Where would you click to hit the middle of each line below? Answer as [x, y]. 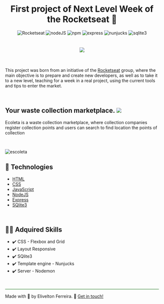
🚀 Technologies [29, 167]
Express [20, 199]
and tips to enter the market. [34, 86]
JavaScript [23, 189]
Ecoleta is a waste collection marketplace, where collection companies [76, 122]
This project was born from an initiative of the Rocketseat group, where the [81, 70]
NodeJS [20, 195]
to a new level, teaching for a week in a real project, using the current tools [80, 80]
